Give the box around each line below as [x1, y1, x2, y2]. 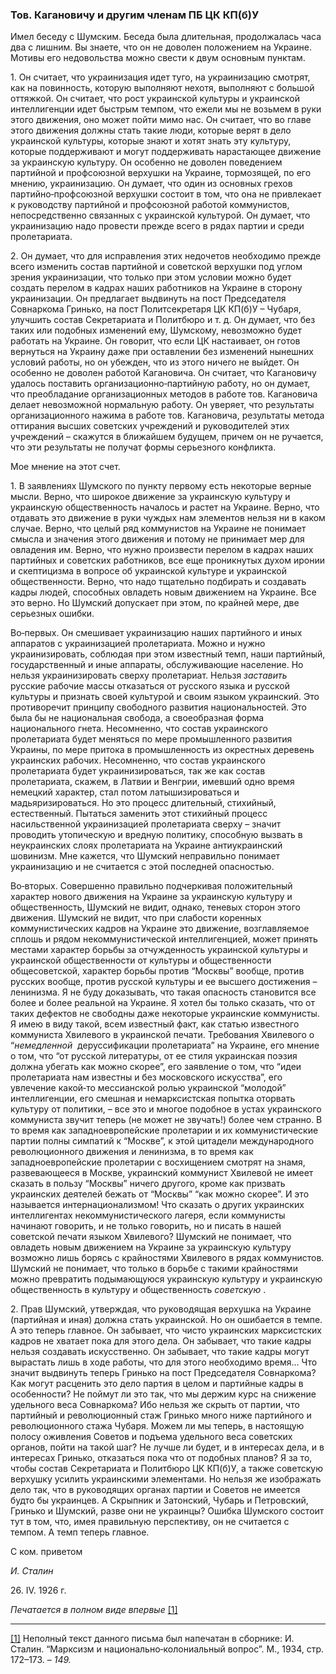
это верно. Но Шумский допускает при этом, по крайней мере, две [10, 597, 300, 609]
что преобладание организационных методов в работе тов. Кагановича [10, 388, 318, 400]
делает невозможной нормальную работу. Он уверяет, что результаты [10, 399, 315, 411]
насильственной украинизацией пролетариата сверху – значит [10, 818, 282, 830]
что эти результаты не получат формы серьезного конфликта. [10, 441, 277, 453]
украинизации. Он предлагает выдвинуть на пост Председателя [10, 293, 287, 305]
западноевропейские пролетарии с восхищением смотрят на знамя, [10, 1156, 306, 1168]
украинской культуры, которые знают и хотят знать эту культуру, [10, 135, 292, 147]
